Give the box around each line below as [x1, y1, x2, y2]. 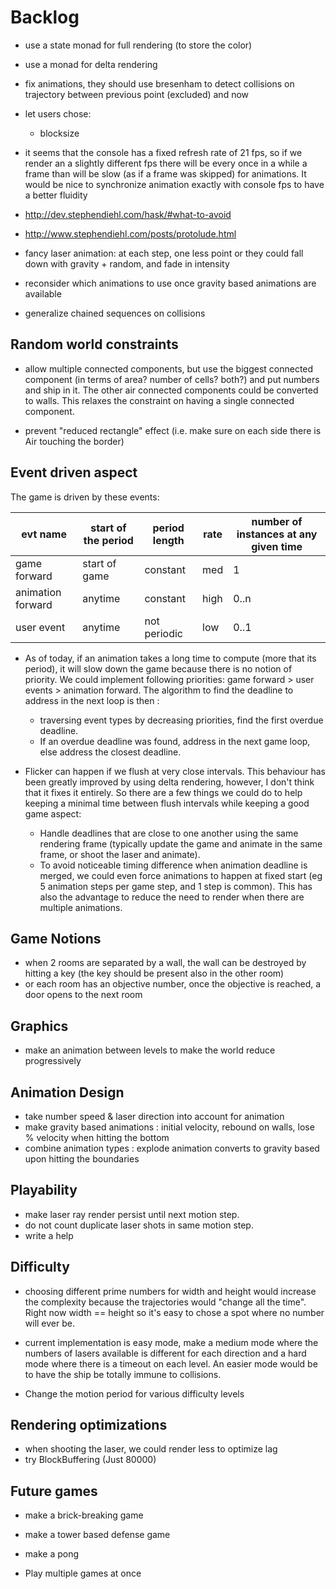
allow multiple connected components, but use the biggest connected [24, 362, 314, 375]
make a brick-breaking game [24, 1509, 144, 1521]
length [152, 533, 185, 547]
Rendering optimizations [10, 1417, 168, 1434]
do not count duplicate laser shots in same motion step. [24, 1219, 254, 1231]
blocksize [39, 127, 80, 139]
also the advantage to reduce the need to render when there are [39, 891, 305, 903]
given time [251, 539, 303, 553]
